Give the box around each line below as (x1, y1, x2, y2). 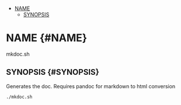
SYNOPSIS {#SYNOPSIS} (6, 67, 99, 77)
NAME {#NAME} (6, 31, 88, 45)
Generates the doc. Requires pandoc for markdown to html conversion (6, 82, 176, 89)
